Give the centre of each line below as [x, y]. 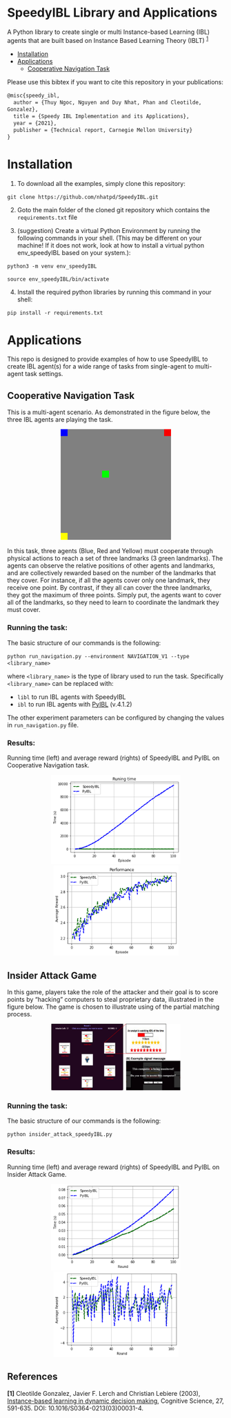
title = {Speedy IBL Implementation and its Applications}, [101, 116]
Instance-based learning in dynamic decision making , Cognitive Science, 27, [115, 1401]
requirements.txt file [47, 217]
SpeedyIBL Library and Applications [112, 13]
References [32, 1377]
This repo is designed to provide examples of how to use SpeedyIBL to [108, 359]
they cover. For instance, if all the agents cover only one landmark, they [109, 580]
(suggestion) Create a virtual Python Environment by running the [109, 230]
